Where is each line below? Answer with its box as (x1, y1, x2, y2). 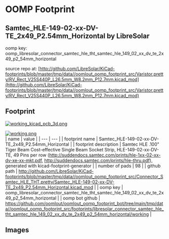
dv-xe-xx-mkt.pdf (5, 157, 42, 163)
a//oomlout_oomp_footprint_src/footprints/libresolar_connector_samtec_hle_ (5, 206, 164, 212)
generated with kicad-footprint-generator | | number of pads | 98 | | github (5, 163, 161, 169)
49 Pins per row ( (13, 152, 50, 158)
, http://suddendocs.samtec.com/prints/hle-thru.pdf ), (41, 157, 153, 163)
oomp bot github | (63, 195, 100, 201)
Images (5, 226, 29, 234)
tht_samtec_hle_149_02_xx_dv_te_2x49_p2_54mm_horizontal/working (5, 211, 149, 217)
